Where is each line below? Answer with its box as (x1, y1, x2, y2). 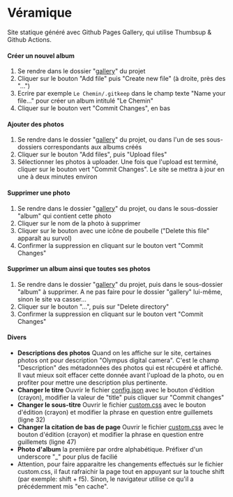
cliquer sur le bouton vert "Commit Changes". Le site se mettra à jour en (17, 165, 225, 174)
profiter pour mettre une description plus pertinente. (17, 378, 168, 387)
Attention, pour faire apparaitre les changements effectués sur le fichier (17, 459, 223, 468)
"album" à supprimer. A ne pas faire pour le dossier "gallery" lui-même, (17, 288, 223, 296)
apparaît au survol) (17, 234, 72, 242)
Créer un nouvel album (7, 51, 75, 60)
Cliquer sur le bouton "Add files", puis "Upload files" (17, 150, 167, 158)
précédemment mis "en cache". (17, 482, 109, 490)
